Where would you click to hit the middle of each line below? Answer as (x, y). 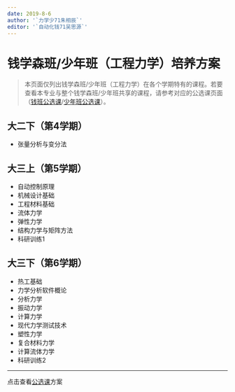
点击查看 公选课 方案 (35, 381)
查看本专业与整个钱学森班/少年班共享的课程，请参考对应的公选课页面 (123, 93)
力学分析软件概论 (42, 290)
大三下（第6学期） (47, 263)
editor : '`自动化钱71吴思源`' (48, 27)
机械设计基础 (36, 195)
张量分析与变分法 (42, 144)
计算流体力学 (36, 351)
